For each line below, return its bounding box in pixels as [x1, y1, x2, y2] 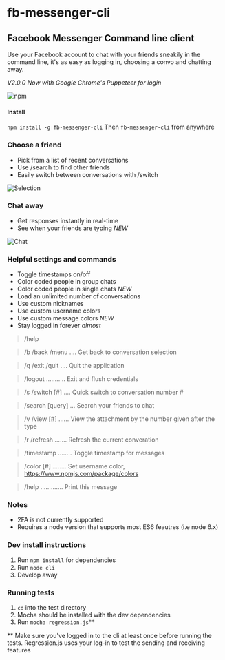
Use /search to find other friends [17, 163, 110, 172]
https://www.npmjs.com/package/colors [23, 470, 139, 478]
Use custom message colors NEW [17, 314, 114, 322]
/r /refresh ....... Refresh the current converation [23, 435, 160, 444]
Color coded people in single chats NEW [17, 285, 132, 293]
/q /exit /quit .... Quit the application [23, 362, 125, 370]
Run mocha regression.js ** [17, 618, 95, 626]
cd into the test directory [17, 603, 87, 611]
